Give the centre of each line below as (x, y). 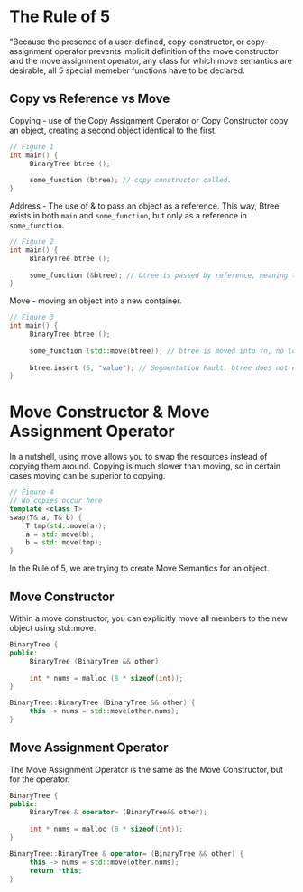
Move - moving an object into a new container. (96, 301)
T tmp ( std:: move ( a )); (66, 525)
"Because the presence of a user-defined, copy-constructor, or (127, 42)
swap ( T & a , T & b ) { (46, 517)
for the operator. (40, 779)
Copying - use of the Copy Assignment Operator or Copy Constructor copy (149, 120)
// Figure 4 (32, 492)
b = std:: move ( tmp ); (64, 543)
